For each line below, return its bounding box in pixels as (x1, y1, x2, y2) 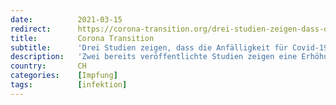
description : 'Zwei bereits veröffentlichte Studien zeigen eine (10, 52, 298, 62)
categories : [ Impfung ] (10, 71, 118, 81)
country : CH (10, 61, 87, 71)
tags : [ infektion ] (10, 80, 128, 90)
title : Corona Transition (10, 33, 155, 43)
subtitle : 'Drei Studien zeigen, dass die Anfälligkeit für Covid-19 (10, 42, 329, 53)
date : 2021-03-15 (10, 14, 123, 25)
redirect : (10, 24, 52, 34)
